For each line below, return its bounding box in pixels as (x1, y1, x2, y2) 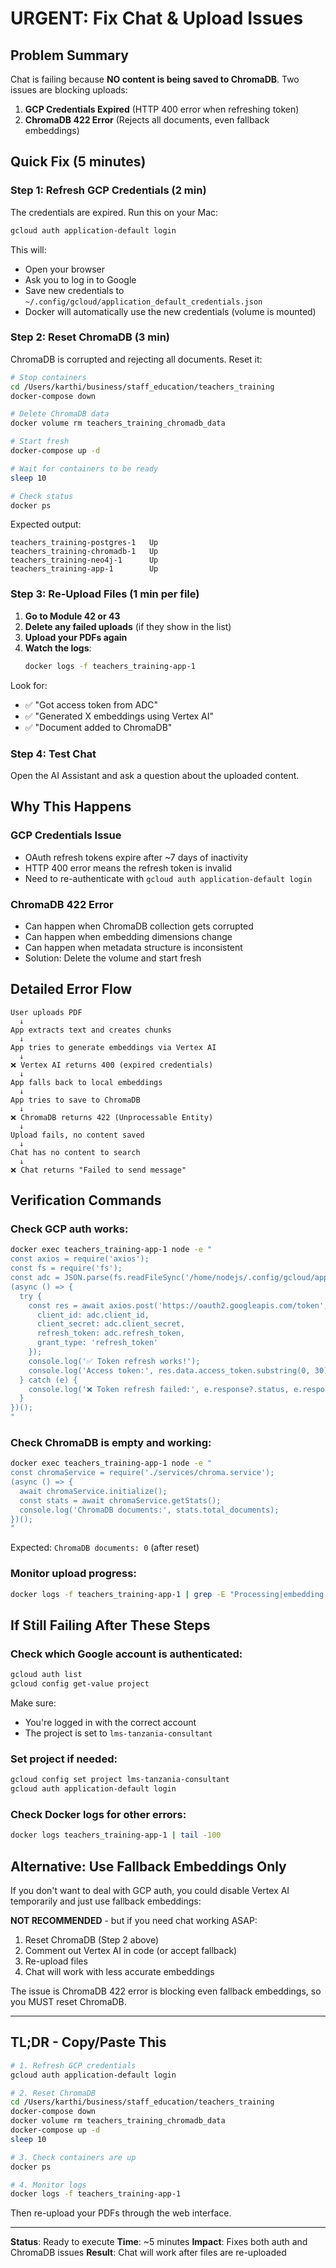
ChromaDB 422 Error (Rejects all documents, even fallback (24, 114, 270, 126)
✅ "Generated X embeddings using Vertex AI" (24, 710, 215, 722)
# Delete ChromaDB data (10, 409, 110, 419)
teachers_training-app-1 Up (10, 564, 159, 574)
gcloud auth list (10, 1670, 83, 1680)
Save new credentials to (24, 284, 125, 296)
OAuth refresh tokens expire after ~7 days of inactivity (24, 851, 249, 863)
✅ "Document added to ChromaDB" (24, 721, 173, 733)
